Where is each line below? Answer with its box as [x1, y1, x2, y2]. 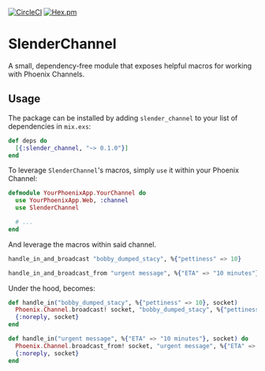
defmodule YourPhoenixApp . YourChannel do [8, 189, 147, 197]
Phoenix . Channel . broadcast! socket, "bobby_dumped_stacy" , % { [15, 306, 224, 314]
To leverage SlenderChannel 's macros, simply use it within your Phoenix [8, 165, 239, 175]
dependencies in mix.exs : [8, 121, 91, 131]
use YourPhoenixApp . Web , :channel [15, 197, 129, 205]
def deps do [8, 136, 47, 145]
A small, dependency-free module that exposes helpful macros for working [8, 61, 252, 70]
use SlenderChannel [15, 204, 80, 212]
